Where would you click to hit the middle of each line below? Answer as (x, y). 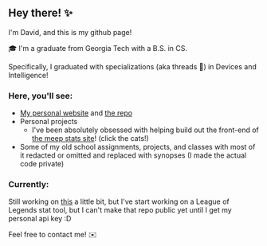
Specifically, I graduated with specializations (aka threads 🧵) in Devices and (133, 66)
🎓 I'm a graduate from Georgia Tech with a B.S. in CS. (98, 48)
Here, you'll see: (41, 96)
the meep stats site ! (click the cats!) (90, 139)
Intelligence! (29, 75)
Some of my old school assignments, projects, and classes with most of (137, 147)
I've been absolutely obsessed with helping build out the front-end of (145, 130)
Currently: (29, 185)
